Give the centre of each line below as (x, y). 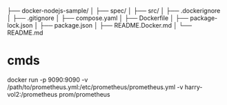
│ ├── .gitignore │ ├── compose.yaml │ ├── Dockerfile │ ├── (98, 18)
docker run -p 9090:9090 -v (48, 79)
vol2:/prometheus (32, 94)
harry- (194, 87)
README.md (25, 32)
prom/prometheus (85, 94)
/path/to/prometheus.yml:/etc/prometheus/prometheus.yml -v (95, 87)
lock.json (20, 25)
